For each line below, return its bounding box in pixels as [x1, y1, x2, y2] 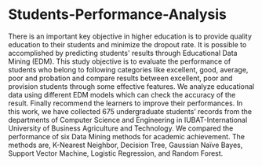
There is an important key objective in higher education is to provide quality [8, 31, 253, 41]
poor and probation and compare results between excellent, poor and [8, 73, 233, 83]
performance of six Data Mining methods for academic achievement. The [8, 131, 246, 141]
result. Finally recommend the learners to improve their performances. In [8, 98, 243, 108]
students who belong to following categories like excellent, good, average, [8, 65, 249, 74]
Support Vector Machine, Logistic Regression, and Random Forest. [8, 148, 224, 158]
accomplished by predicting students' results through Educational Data [8, 48, 238, 57]
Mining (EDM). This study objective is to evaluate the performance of [8, 57, 231, 66]
